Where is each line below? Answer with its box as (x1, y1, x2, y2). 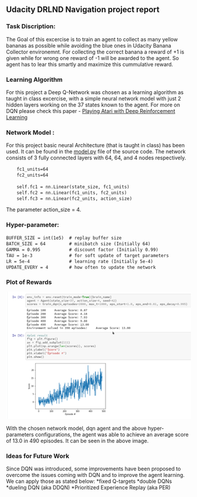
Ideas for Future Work (6, 452, 69, 460)
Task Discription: (6, 22, 56, 31)
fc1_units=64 (16, 166, 49, 172)
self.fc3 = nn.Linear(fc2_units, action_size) (16, 196, 133, 202)
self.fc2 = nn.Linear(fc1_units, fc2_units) (16, 190, 127, 196)
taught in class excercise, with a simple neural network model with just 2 (6, 95, 182, 102)
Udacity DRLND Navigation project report (6, 5, 160, 15)
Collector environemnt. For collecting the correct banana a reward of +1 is (6, 48, 185, 55)
